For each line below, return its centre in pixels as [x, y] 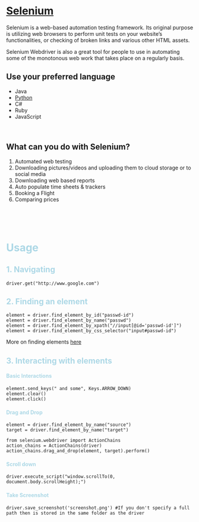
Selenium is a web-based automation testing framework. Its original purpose [100, 27]
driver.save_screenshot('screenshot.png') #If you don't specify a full [98, 508]
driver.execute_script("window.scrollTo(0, [61, 477]
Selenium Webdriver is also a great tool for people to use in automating [93, 51]
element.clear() [26, 394]
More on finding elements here [44, 342]
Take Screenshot [28, 495]
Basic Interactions [29, 376]
